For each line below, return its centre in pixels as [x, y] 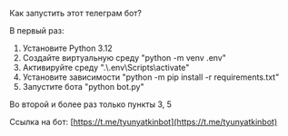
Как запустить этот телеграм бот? [76, 13]
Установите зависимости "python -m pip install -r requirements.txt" [151, 77]
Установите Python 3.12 [67, 48]
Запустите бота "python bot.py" [83, 87]
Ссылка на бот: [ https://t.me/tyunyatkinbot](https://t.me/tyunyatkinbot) [144, 122]
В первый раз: [37, 30]
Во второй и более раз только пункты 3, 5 [91, 104]
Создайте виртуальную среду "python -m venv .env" [124, 58]
